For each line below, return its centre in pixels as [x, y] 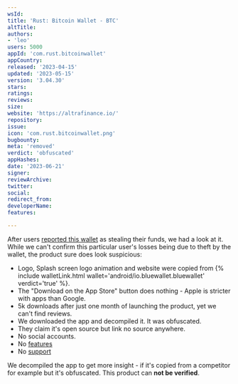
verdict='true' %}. [44, 283]
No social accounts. [47, 336]
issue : [17, 126]
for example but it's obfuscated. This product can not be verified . [104, 373]
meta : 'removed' [31, 147]
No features [35, 343]
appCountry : [25, 61]
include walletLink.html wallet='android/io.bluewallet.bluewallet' [111, 276]
